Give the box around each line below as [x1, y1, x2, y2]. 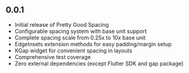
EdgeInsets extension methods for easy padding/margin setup [14, 40, 172, 47]
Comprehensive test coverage [14, 53, 91, 60]
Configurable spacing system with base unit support [14, 27, 147, 35]
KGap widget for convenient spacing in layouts [14, 47, 133, 54]
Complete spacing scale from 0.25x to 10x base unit [14, 33, 146, 41]
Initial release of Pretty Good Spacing [14, 21, 109, 28]
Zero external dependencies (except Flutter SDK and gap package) [14, 60, 184, 67]
